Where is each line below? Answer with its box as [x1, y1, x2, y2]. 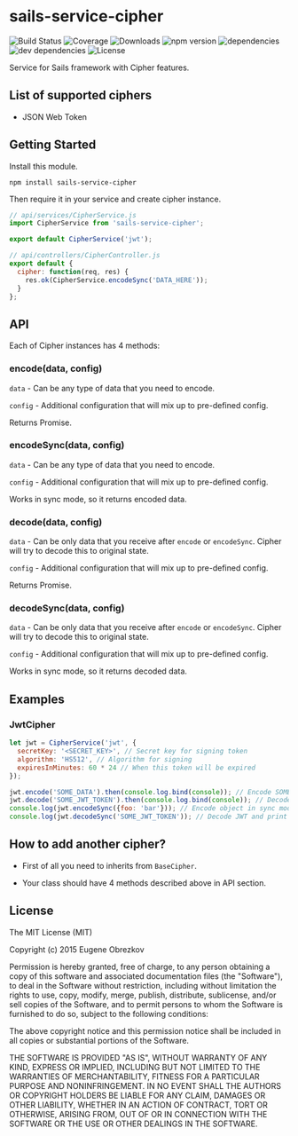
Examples [9, 691, 65, 706]
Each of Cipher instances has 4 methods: [9, 340, 161, 351]
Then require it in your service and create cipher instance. [9, 193, 222, 204]
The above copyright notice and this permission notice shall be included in [9, 1025, 281, 1036]
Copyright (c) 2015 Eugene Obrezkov [9, 943, 145, 955]
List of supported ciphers [9, 88, 153, 103]
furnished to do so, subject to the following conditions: [9, 1008, 208, 1019]
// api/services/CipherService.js [9, 210, 137, 219]
